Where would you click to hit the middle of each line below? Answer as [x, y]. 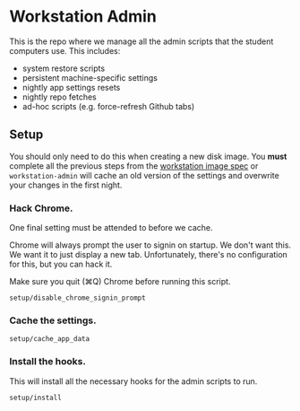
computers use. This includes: [65, 50]
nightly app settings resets [71, 87]
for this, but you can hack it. [61, 264]
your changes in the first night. [66, 185]
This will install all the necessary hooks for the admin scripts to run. [133, 381]
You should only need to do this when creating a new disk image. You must [148, 156]
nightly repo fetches [59, 97]
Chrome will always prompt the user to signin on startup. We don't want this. [150, 245]
